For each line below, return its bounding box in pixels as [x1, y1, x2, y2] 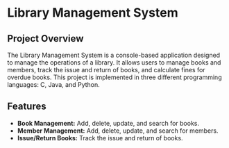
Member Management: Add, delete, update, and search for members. [17, 126, 219, 135]
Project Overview [7, 33, 84, 44]
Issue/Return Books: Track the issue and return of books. [17, 133, 183, 142]
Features [7, 101, 46, 113]
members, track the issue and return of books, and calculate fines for [7, 66, 206, 74]
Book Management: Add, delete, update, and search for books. [17, 119, 200, 127]
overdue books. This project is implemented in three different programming [7, 73, 222, 81]
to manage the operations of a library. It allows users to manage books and [7, 58, 221, 67]
